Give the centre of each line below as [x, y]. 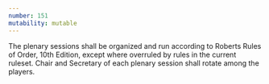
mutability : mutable [43, 23]
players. [22, 71]
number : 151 [28, 16]
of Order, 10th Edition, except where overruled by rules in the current [122, 54]
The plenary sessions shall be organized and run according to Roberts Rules [135, 46]
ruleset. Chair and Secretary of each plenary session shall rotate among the [134, 63]
